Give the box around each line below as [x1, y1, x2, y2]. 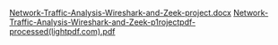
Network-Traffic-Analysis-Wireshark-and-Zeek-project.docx [9, 8, 231, 18]
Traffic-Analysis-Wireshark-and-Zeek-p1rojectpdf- [9, 17, 195, 27]
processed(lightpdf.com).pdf [9, 26, 116, 36]
